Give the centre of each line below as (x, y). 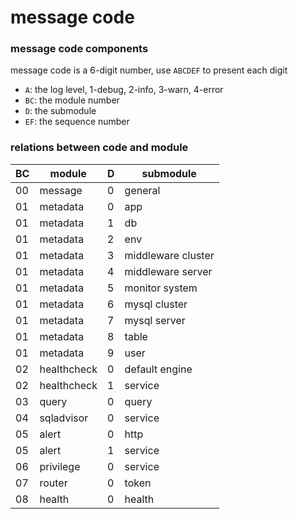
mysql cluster (156, 304)
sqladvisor (64, 418)
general (142, 190)
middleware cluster (169, 255)
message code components (79, 49)
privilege (60, 466)
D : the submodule (60, 111)
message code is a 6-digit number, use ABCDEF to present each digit (149, 70)
